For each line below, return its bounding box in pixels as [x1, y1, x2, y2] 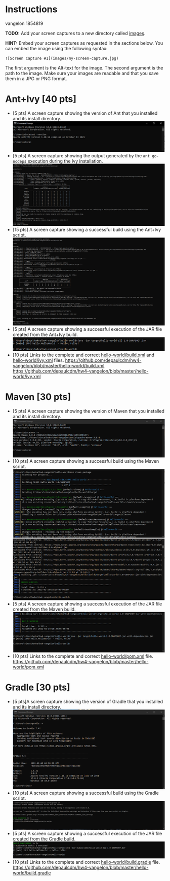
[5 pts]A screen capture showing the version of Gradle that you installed [12, 698, 163, 704]
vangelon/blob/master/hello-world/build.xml [12, 363, 105, 369]
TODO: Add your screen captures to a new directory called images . [5, 30, 146, 36]
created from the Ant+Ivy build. [12, 331, 78, 338]
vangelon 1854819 [5, 20, 44, 26]
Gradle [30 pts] [5, 682, 70, 693]
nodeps [12, 159, 27, 164]
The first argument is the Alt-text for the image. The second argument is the [5, 64, 163, 71]
